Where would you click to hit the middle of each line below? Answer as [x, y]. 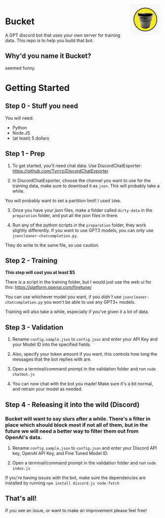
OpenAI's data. [23, 437]
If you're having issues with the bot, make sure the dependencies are [75, 477]
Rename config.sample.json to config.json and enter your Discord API [84, 448]
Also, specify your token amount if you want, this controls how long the [84, 354]
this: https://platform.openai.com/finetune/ [48, 287]
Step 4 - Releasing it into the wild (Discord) [72, 404]
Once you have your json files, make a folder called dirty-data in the [82, 210]
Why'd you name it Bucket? [48, 56]
